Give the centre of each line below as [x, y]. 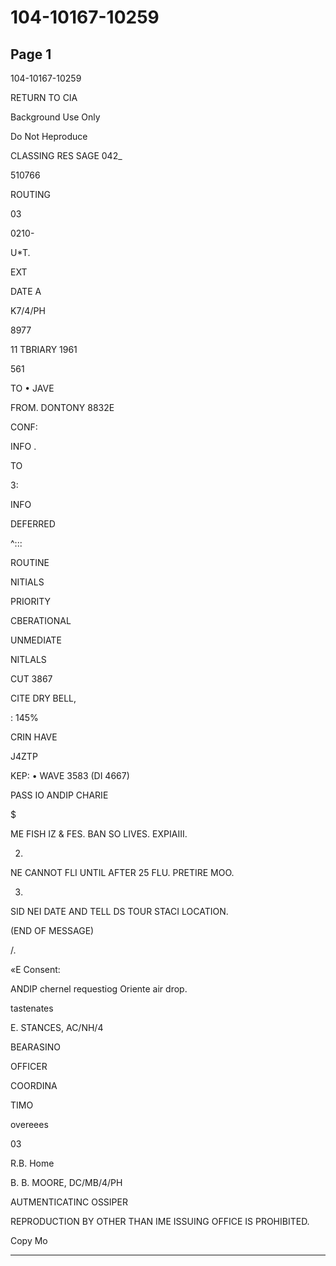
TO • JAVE [32, 388]
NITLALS [28, 659]
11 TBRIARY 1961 [44, 349]
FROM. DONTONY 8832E [62, 407]
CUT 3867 [31, 679]
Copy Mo [29, 1240]
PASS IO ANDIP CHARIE [59, 795]
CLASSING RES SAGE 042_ [66, 155]
